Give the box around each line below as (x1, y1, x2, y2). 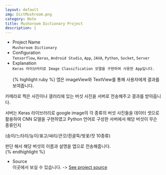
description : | (5, 26, 37, 31)
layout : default (5, 7, 39, 12)
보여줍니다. (12, 83, 34, 89)
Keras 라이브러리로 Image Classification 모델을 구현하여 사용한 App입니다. (12, 66, 155, 72)
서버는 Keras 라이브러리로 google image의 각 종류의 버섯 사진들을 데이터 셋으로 (5, 110, 160, 116)
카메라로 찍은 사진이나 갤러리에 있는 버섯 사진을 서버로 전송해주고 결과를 (5, 93, 144, 99)
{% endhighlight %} (5, 149, 46, 155)
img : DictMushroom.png (5, 12, 52, 17)
